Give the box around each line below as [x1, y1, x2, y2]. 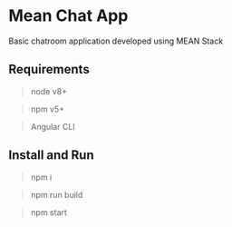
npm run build [30, 189, 83, 200]
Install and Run [8, 147, 94, 163]
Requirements [8, 62, 90, 77]
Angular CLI [30, 121, 75, 132]
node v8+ [30, 85, 67, 96]
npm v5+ [30, 104, 65, 114]
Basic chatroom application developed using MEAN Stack [8, 35, 224, 46]
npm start [30, 206, 67, 218]
